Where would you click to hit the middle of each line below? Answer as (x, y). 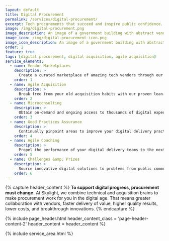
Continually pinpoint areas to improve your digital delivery (85, 131)
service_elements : (24, 61)
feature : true (20, 52)
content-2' (16, 224)
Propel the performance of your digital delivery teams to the (86, 150)
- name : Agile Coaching (34, 141)
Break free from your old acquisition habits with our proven (85, 94)
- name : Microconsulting (36, 103)
